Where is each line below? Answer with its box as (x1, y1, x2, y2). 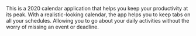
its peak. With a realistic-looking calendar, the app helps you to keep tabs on (6, 11, 191, 18)
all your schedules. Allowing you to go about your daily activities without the (6, 17, 190, 24)
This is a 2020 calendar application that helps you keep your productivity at (6, 5, 188, 12)
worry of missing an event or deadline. (6, 23, 99, 30)
